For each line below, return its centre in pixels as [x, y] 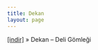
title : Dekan [26, 13]
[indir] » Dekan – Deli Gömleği [49, 39]
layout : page [26, 20]
